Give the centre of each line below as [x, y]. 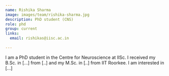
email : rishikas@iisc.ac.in [40, 39]
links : [12, 33]
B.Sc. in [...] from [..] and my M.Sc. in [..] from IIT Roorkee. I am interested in [85, 63]
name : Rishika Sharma [28, 10]
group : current [21, 29]
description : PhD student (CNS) [39, 19]
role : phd [16, 24]
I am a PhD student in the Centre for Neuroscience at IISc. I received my [80, 57]
